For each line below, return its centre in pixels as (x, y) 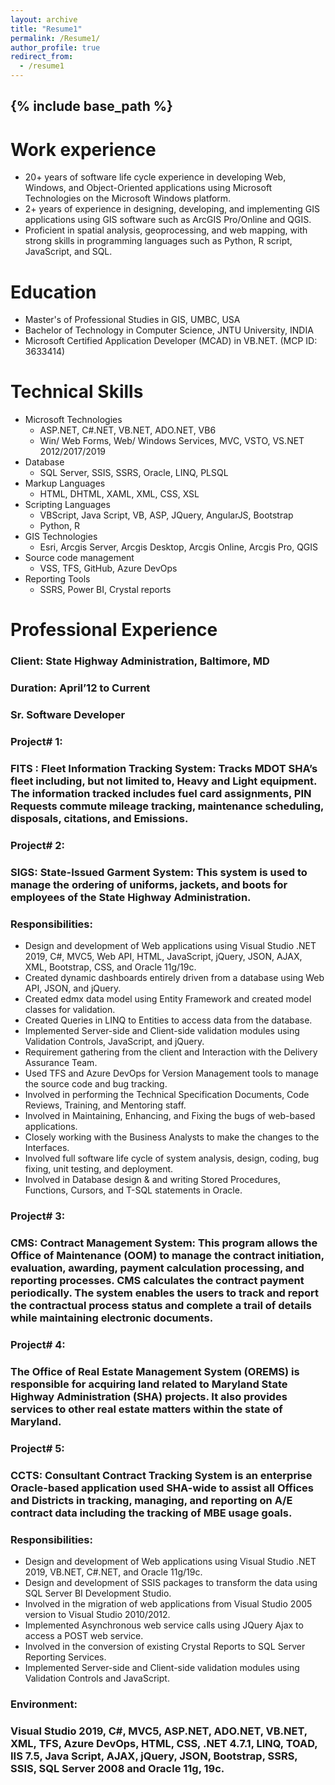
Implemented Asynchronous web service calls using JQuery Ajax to (164, 1625)
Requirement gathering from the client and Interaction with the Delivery (171, 1052)
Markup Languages (65, 483)
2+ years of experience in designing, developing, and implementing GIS (172, 209)
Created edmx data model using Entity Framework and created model (168, 999)
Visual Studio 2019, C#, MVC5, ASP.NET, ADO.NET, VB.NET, (159, 1731)
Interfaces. (47, 1148)
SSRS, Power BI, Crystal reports (105, 590)
